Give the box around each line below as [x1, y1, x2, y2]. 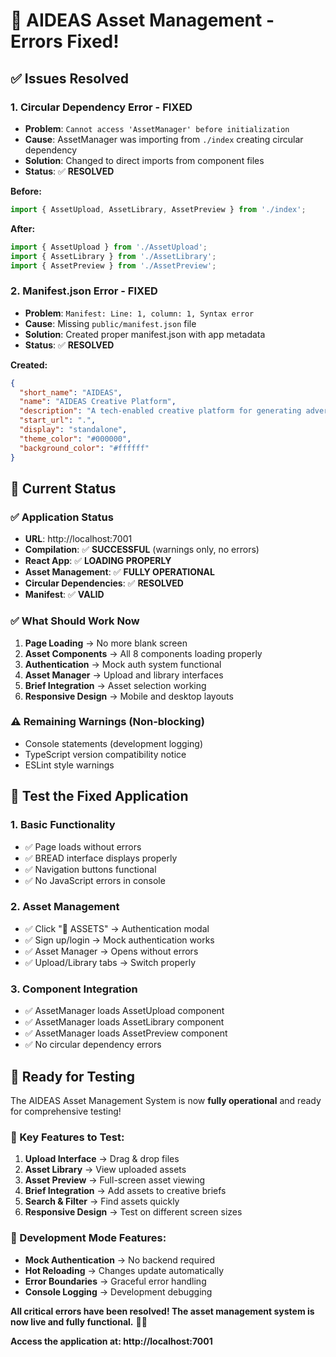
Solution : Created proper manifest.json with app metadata [24, 328, 266, 340]
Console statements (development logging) [24, 737, 203, 749]
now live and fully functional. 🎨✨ [10, 1315, 148, 1328]
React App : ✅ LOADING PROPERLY [24, 555, 172, 567]
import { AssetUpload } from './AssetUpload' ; [10, 242, 208, 252]
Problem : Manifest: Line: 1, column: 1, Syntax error [24, 307, 255, 319]
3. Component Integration [10, 982, 138, 996]
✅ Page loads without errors [24, 840, 142, 853]
